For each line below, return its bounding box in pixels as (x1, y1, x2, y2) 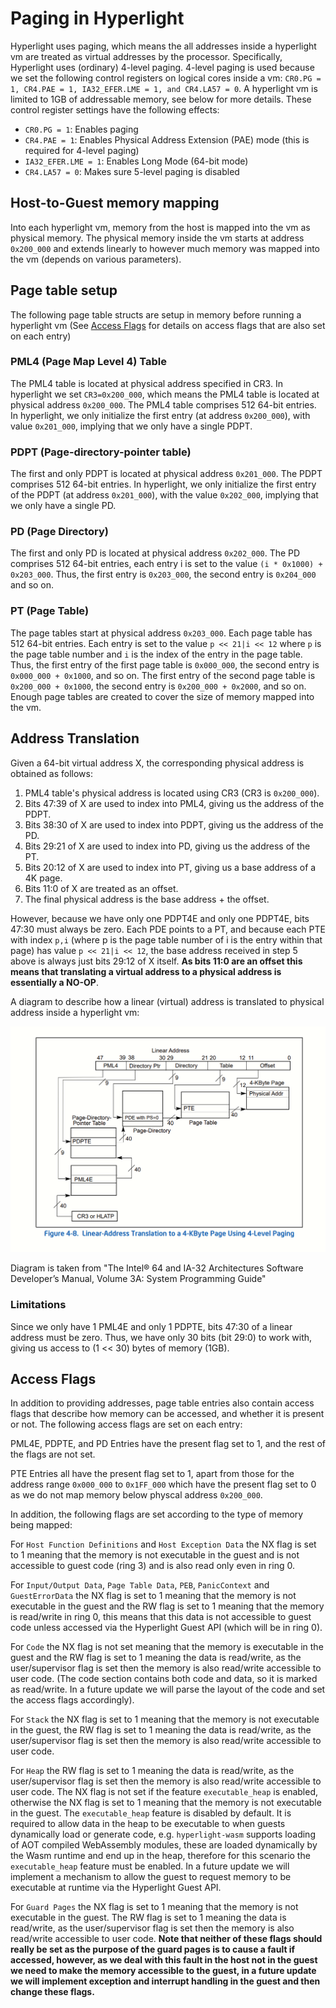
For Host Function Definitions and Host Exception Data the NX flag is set (10, 1538, 317, 1551)
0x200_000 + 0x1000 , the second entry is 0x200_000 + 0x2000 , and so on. (10, 680, 307, 692)
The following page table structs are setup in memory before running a (10, 308, 302, 321)
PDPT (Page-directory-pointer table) (10, 445, 192, 459)
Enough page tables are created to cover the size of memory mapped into (10, 690, 315, 702)
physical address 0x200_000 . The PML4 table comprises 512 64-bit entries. (10, 398, 317, 411)
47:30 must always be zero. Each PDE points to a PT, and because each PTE (10, 923, 326, 935)
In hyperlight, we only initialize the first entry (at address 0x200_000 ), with (10, 409, 311, 421)
